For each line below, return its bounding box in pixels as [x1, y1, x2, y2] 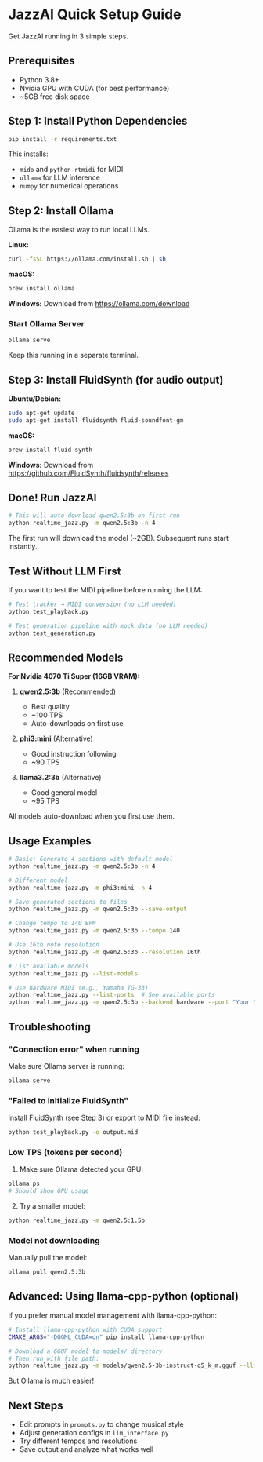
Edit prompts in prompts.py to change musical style [19, 1420, 184, 1429]
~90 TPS [31, 757, 60, 767]
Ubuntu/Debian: [8, 394, 61, 403]
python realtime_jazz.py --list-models [8, 969, 139, 978]
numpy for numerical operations [19, 181, 119, 191]
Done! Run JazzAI [8, 491, 97, 504]
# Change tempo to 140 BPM [8, 920, 96, 928]
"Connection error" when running [8, 1044, 139, 1055]
